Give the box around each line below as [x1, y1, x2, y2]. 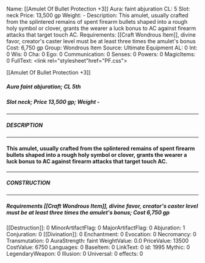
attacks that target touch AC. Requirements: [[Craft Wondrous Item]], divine [6, 31, 196, 38]
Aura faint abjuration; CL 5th [6, 82, 81, 90]
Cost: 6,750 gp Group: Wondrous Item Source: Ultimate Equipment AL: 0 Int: [6, 44, 198, 51]
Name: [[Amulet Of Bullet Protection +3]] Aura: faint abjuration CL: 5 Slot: [6, 5, 190, 12]
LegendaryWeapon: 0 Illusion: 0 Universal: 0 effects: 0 [6, 250, 143, 258]
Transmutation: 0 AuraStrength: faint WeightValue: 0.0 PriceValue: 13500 [6, 237, 189, 245]
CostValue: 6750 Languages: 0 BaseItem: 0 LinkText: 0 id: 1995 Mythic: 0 [6, 243, 190, 251]
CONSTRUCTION [6, 179, 51, 187]
